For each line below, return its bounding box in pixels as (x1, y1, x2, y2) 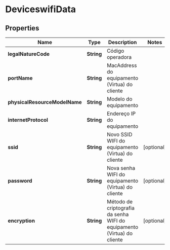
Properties (5, 24, 39, 32)
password (8, 177, 32, 184)
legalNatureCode (8, 51, 50, 57)
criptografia (107, 204, 135, 211)
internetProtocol (8, 117, 48, 123)
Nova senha (107, 165, 136, 171)
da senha (107, 211, 129, 218)
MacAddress (107, 62, 137, 69)
